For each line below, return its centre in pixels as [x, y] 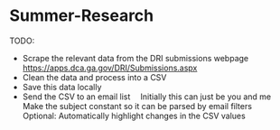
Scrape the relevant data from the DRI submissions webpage [135, 58]
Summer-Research [82, 16]
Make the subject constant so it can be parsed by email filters [137, 106]
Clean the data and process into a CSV [94, 77]
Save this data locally [62, 87]
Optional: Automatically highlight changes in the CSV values [134, 116]
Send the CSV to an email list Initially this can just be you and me [147, 97]
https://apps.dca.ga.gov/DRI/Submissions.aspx [110, 68]
